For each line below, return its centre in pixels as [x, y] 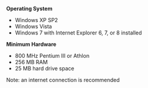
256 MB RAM [31, 62]
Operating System [29, 9]
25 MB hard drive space [45, 68]
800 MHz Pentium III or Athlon [52, 56]
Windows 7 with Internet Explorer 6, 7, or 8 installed [78, 33]
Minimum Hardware [31, 44]
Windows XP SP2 [36, 20]
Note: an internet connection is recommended [63, 80]
